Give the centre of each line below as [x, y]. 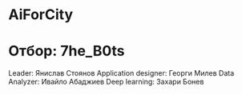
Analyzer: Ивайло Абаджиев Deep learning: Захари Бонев [106, 82]
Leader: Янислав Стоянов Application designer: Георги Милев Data [121, 73]
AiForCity [41, 15]
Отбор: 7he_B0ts [67, 51]
